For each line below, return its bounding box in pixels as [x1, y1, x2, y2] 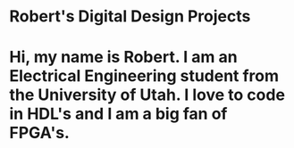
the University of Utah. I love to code [9, 85, 286, 105]
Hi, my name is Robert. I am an [9, 47, 239, 68]
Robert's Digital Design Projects [9, 6, 251, 27]
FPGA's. [9, 123, 70, 144]
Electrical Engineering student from [9, 66, 280, 86]
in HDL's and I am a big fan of [9, 104, 228, 124]
